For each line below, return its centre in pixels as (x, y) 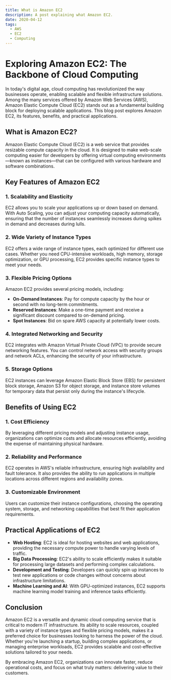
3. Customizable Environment (43, 492)
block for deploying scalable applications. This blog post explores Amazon (83, 110)
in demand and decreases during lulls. (45, 224)
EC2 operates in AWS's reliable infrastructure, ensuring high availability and (85, 468)
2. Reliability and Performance (44, 457)
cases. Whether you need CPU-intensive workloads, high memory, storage (84, 254)
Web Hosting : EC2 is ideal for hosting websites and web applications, (86, 543)
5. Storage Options (29, 369)
